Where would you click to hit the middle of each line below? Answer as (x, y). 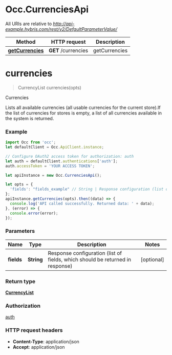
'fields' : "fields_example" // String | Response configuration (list (87, 189)
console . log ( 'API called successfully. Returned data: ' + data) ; (82, 203)
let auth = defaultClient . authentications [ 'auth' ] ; (61, 161)
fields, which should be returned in (90, 259)
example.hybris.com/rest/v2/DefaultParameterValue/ (61, 29)
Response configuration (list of (85, 253)
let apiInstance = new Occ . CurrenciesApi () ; (53, 175)
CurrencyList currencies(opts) (50, 87)
